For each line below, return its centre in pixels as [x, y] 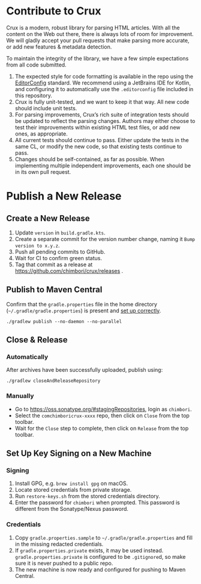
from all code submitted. [37, 65]
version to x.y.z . [37, 245]
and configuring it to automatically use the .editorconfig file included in [104, 89]
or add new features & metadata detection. [59, 47]
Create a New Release [48, 218]
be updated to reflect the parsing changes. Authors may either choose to [105, 121]
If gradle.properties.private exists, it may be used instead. [89, 550]
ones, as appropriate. [41, 134]
